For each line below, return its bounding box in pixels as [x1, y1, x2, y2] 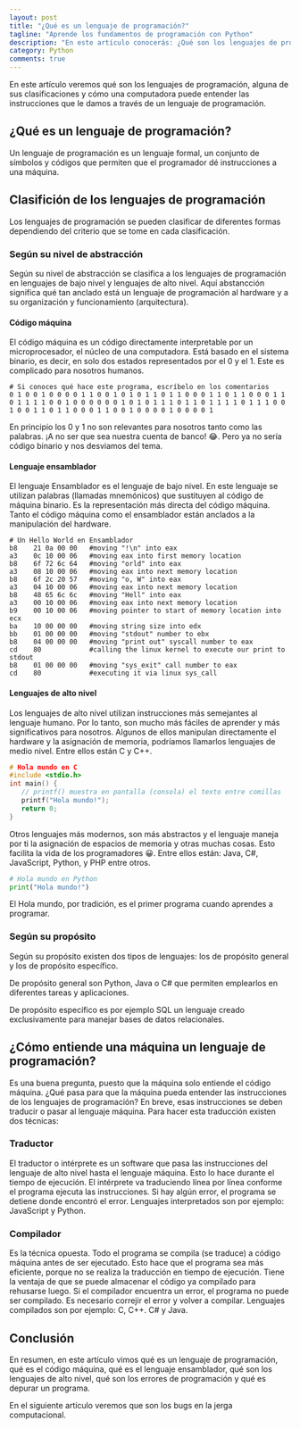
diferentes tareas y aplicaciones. [9, 987, 129, 998]
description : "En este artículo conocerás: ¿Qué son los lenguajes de [9, 37, 278, 47]
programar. [9, 908, 51, 919]
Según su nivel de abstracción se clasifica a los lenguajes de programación [9, 268, 287, 278]
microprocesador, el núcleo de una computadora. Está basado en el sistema [9, 346, 289, 357]
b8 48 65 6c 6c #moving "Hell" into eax [9, 591, 181, 600]
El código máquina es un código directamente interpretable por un [9, 336, 254, 348]
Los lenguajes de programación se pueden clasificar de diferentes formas [9, 216, 281, 227]
